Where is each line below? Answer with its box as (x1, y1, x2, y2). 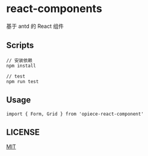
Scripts (6, 40, 34, 51)
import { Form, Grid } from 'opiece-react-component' (6, 111, 144, 117)
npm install (6, 63, 36, 69)
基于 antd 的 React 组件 (6, 22, 64, 30)
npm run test (6, 78, 39, 84)
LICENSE (6, 127, 40, 137)
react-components (6, 2, 102, 16)
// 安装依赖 (6, 57, 33, 63)
